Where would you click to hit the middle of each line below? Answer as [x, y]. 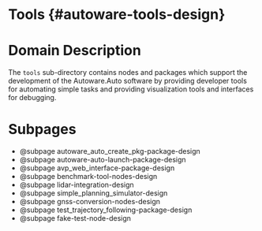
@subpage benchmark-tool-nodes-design [88, 177]
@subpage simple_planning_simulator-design [94, 193]
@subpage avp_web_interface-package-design [97, 168]
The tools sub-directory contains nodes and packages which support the [128, 73]
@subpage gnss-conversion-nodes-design [90, 202]
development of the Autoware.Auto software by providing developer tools [127, 81]
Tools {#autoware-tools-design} [117, 15]
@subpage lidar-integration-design [77, 185]
